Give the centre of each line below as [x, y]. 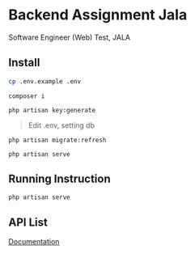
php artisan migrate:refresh [57, 140]
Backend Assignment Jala [98, 15]
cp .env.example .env [45, 81]
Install [24, 63]
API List [28, 222]
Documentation [34, 242]
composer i [27, 96]
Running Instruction [59, 179]
